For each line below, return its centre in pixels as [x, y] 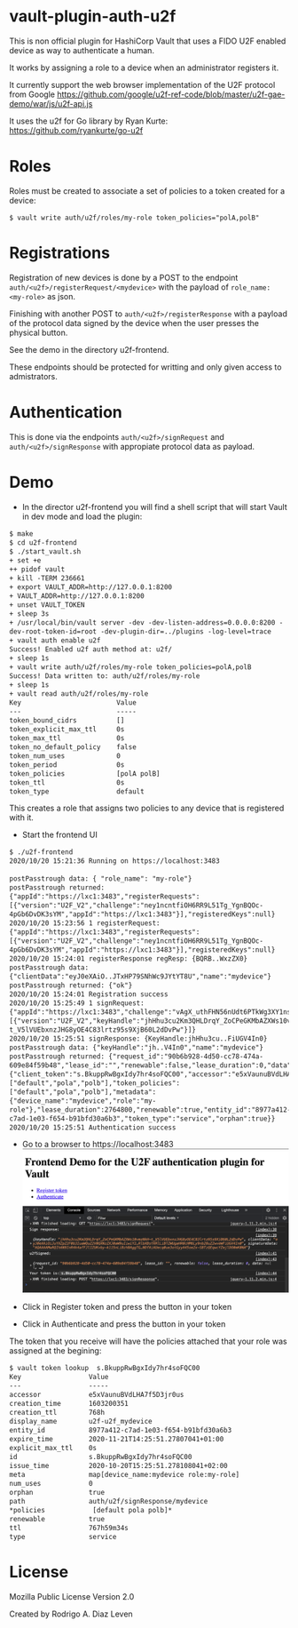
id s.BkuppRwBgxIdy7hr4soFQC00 [101, 1457]
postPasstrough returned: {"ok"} [71, 985]
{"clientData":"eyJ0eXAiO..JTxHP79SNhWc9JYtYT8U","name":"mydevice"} [141, 976]
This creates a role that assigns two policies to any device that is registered [147, 808]
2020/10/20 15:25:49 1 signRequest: [77, 1003]
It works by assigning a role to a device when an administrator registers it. [144, 68]
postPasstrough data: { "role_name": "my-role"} [101, 878]
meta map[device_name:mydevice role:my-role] [125, 1475]
